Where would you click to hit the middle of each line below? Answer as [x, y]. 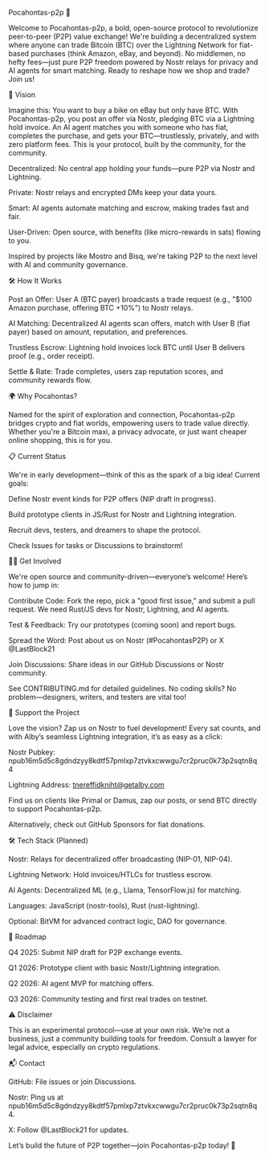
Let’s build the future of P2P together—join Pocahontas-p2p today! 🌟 [122, 1145]
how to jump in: [34, 585]
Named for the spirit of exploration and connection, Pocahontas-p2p [122, 414]
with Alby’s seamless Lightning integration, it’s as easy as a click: [116, 737]
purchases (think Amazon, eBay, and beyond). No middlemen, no [139, 53]
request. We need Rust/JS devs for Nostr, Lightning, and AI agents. [119, 609]
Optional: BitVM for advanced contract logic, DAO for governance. [118, 921]
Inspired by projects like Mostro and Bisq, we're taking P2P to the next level [133, 256]
